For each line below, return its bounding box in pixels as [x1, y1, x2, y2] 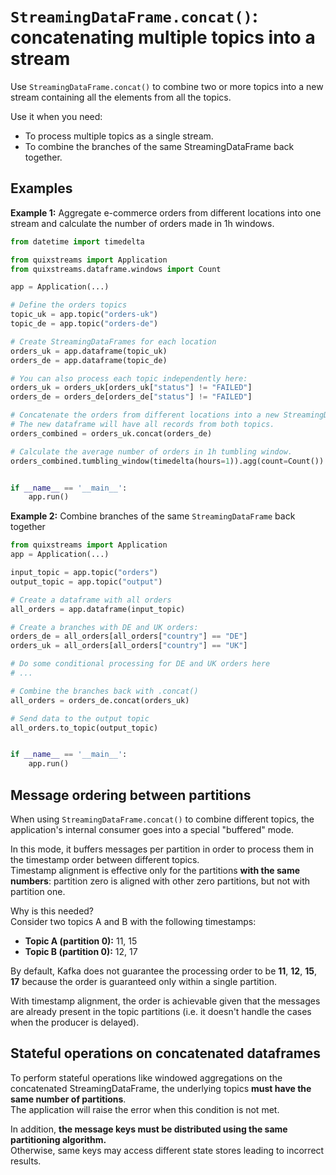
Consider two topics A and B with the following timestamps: [10, 915, 257, 927]
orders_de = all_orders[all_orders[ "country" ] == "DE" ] [10, 631, 248, 642]
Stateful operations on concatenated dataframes [10, 1045, 322, 1062]
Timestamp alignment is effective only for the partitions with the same [10, 864, 301, 876]
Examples [10, 180, 73, 197]
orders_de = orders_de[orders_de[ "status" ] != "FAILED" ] [10, 392, 253, 402]
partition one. [10, 885, 66, 897]
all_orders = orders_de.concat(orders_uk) [10, 695, 190, 705]
